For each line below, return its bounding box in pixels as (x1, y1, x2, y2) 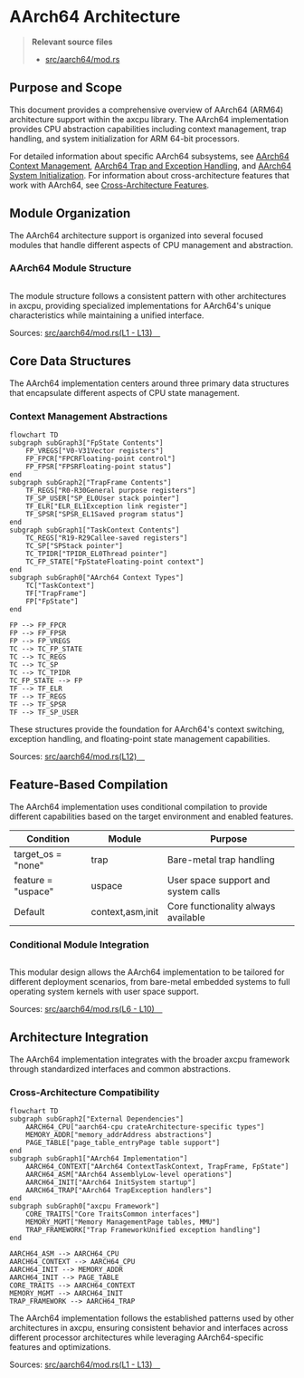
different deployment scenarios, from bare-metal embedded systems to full (9, 977, 290, 988)
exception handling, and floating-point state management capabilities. (9, 733, 271, 744)
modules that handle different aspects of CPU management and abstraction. (9, 239, 294, 250)
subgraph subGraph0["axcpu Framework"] (9, 1202, 160, 1211)
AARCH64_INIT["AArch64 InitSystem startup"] (25, 1178, 196, 1188)
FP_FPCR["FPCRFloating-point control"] (25, 454, 176, 463)
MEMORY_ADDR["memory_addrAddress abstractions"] (25, 1131, 213, 1140)
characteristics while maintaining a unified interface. (9, 310, 204, 321)
